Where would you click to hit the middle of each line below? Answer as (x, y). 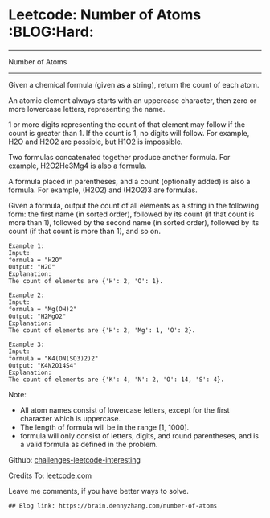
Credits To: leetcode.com (50, 475)
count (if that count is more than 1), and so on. (85, 231)
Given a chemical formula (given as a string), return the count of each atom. (134, 84)
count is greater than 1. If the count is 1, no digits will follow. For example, (129, 133)
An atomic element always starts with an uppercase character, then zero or (133, 100)
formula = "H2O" (35, 260)
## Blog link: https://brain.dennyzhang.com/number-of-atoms (113, 506)
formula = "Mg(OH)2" (43, 309)
